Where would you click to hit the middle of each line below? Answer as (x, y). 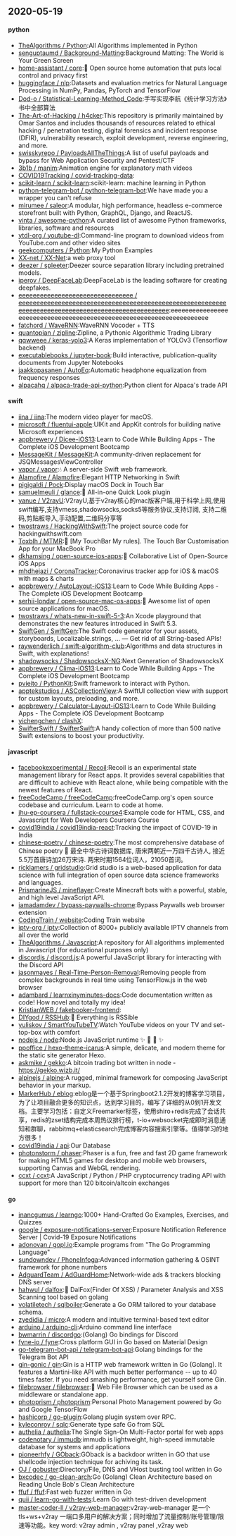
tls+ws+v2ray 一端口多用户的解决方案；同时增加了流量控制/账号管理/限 (121, 1517)
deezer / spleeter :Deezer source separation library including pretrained (121, 265)
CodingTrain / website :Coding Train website (81, 920)
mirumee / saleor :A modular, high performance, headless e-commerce (120, 205)
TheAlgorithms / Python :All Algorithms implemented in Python (108, 45)
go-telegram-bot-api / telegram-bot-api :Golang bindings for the (110, 1350)
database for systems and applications (74, 1447)
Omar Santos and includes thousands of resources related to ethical (117, 123)
